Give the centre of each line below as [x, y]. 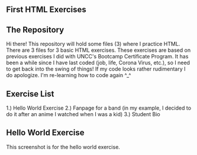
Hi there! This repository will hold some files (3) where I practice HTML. [93, 44]
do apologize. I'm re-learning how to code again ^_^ [69, 75]
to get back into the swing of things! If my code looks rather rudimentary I [96, 69]
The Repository [35, 30]
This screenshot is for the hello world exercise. [63, 147]
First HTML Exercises [46, 10]
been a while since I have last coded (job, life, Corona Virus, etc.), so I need [98, 63]
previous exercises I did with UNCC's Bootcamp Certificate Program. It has [97, 57]
